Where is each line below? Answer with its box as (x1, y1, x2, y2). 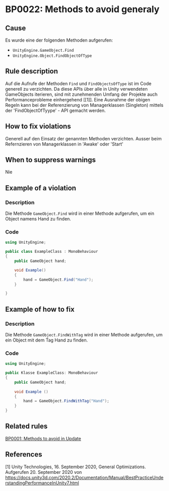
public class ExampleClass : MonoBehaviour (5, 249, 98, 254)
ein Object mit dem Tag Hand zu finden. (5, 337, 88, 343)
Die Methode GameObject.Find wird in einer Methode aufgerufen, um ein (5, 210, 155, 216)
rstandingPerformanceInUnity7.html (5, 480, 79, 486)
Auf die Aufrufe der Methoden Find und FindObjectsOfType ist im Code (5, 80, 152, 87)
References (5, 450, 42, 459)
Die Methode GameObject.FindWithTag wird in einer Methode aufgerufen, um (5, 331, 163, 337)
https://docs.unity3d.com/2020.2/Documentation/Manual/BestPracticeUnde (5, 474, 164, 480)
